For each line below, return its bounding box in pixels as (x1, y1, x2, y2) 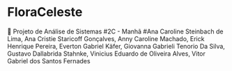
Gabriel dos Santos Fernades (7, 56, 91, 65)
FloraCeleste (7, 4, 83, 20)
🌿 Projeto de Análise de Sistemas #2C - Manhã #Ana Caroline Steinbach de (7, 27, 224, 35)
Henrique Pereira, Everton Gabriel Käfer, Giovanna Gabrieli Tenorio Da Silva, (7, 42, 225, 50)
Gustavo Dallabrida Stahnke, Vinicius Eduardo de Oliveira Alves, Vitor (7, 49, 206, 58)
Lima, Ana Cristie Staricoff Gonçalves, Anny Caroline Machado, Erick (7, 34, 205, 42)
